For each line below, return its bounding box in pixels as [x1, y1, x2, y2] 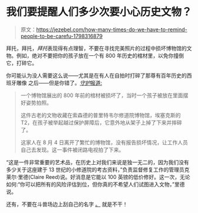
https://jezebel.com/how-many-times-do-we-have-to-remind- [36, 26, 187, 33]
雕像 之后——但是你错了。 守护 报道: [16, 79, 102, 86]
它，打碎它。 [6, 59, 37, 66]
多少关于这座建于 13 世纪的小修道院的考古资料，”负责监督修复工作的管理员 [6, 166, 184, 173]
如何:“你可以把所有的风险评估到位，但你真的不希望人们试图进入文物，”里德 [6, 181, 185, 188]
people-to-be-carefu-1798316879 [20, 32, 103, 39]
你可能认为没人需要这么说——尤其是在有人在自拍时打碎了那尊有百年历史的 [6, 72, 187, 79]
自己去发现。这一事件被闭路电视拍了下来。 [20, 146, 124, 153]
